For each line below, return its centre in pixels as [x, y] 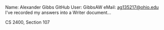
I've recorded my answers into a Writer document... [58, 12]
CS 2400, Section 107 [28, 22]
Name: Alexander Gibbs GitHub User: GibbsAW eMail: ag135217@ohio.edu [82, 7]
